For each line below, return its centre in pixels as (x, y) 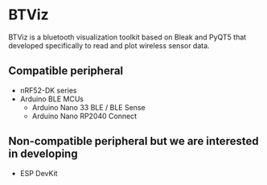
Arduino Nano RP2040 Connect (84, 116)
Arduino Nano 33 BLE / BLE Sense (89, 107)
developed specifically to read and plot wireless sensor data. (109, 45)
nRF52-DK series (48, 90)
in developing (43, 154)
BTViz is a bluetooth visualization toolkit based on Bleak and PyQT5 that (127, 37)
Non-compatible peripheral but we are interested (133, 141)
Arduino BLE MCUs (52, 99)
